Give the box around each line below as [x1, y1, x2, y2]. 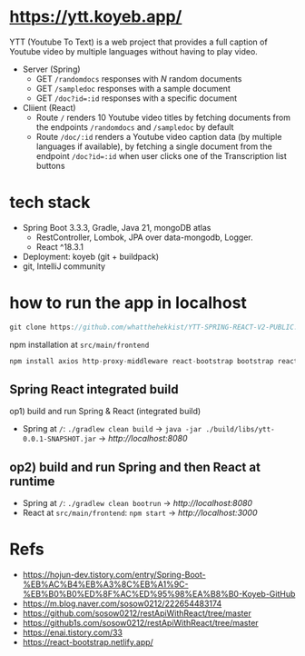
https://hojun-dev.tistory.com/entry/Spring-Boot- [22, 570, 206, 581]
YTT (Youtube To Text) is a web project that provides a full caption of [9, 36, 268, 47]
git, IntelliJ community [22, 261, 106, 272]
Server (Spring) [22, 64, 81, 75]
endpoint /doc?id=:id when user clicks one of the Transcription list [35, 150, 288, 161]
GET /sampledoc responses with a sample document [35, 83, 231, 94]
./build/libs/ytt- [205, 425, 275, 434]
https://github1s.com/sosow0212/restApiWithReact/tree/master [22, 618, 259, 629]
